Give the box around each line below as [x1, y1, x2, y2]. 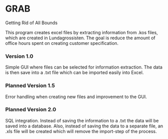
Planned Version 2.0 [5, 106, 57, 113]
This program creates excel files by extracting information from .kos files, [5, 29, 158, 35]
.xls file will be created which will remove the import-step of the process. [5, 128, 157, 134]
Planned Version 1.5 [5, 82, 55, 89]
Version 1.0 [5, 52, 34, 59]
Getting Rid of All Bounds [5, 20, 58, 26]
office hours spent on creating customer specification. [5, 40, 119, 46]
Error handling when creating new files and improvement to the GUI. [5, 94, 147, 100]
